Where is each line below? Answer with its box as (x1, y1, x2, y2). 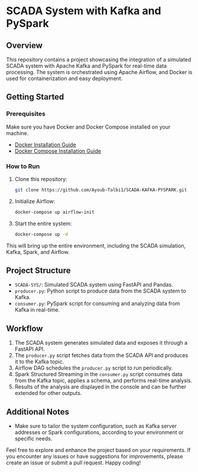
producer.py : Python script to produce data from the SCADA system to (14, 287, 186, 294)
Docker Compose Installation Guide (14, 147, 102, 155)
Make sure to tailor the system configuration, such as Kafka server (14, 422, 177, 430)
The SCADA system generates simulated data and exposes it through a (14, 339, 188, 346)
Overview (6, 40, 43, 50)
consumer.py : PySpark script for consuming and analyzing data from (14, 300, 180, 307)
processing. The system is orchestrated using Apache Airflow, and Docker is (6, 69, 193, 75)
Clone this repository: (14, 175, 67, 182)
